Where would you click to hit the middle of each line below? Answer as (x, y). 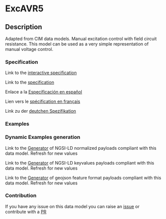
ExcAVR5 (24, 9)
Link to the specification (30, 83)
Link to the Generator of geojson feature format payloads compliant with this (83, 177)
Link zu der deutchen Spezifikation (41, 111)
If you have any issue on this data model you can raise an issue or (72, 206)
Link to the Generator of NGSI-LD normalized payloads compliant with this (81, 148)
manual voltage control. (29, 49)
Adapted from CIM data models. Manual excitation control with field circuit (81, 39)
